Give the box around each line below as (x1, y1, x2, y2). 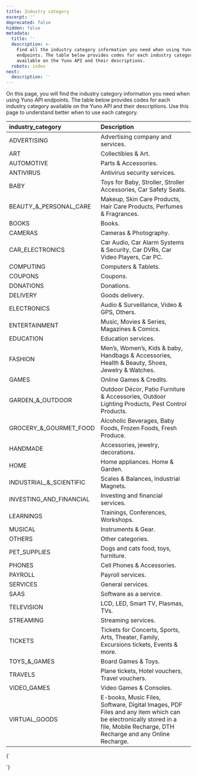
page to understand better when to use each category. (6, 109, 138, 116)
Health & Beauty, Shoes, (100, 359, 167, 367)
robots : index (11, 63, 46, 69)
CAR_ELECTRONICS (9, 246, 65, 254)
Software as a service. (100, 590, 162, 598)
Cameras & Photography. (100, 229, 170, 237)
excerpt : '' (6, 14, 35, 20)
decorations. (100, 448, 135, 457)
